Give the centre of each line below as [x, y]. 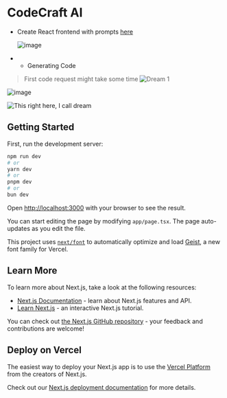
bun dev [18, 195]
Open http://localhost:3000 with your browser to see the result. [97, 208]
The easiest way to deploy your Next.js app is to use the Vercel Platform [109, 366]
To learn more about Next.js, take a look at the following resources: [102, 287]
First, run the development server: [55, 144]
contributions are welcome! [46, 329]
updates [19, 228]
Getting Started [41, 128]
